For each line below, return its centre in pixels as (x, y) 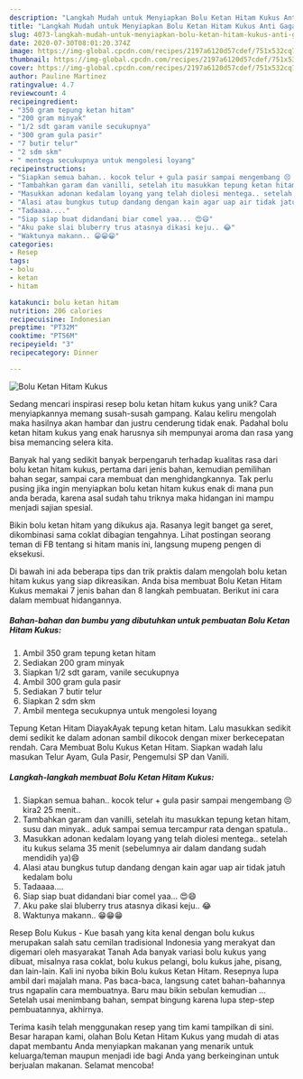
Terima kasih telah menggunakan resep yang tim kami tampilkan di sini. (142, 1027)
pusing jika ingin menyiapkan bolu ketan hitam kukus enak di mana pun (142, 488)
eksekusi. (27, 553)
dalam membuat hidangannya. (65, 600)
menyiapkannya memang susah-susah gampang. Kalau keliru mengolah (143, 413)
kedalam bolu (47, 877)
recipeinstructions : (48, 169)
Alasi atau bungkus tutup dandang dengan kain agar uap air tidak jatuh (154, 867)
